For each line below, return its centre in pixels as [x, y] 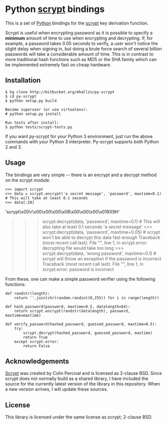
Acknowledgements [37, 361]
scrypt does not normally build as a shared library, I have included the [77, 378]
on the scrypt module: [28, 180]
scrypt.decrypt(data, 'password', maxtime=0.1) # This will [101, 221]
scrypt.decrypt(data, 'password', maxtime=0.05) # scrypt [101, 232]
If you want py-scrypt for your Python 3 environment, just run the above [79, 136]
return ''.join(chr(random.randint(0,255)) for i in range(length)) [87, 298]
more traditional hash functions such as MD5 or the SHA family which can [81, 59]
